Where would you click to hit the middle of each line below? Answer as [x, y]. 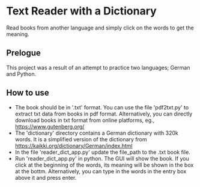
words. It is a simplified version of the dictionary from [81, 139]
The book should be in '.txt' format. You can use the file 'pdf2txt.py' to [102, 107]
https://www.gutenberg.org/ [50, 126]
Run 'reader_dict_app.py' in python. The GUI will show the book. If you [102, 158]
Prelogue [23, 53]
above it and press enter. [46, 177]
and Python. [21, 74]
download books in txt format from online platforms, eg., [85, 120]
